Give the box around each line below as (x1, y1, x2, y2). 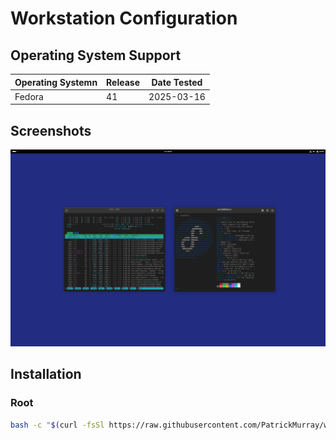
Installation (10, 366, 82, 383)
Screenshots (10, 122, 92, 139)
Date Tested (151, 76, 203, 88)
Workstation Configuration (10, 7, 238, 30)
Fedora (14, 90, 44, 102)
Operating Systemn (14, 76, 98, 88)
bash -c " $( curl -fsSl (10, 420, 105, 430)
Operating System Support (10, 47, 182, 64)
